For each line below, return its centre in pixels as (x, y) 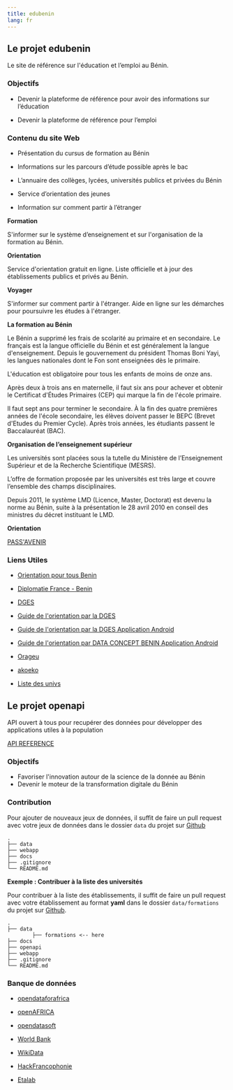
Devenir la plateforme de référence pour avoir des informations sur (113, 99)
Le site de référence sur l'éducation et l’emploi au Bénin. (88, 65)
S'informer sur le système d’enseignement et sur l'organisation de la (105, 234)
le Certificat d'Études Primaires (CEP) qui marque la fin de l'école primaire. (114, 395)
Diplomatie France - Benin (55, 589)
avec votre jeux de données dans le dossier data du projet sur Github (106, 825)
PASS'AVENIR (27, 542)
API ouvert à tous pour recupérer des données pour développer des (105, 723)
